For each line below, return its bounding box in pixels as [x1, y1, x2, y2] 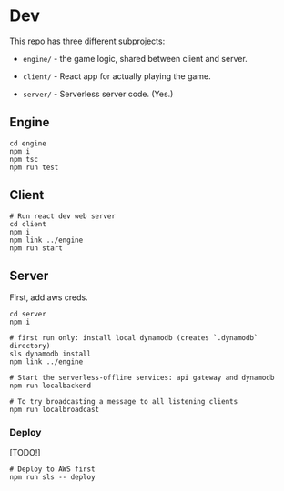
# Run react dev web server [9, 211, 117, 221]
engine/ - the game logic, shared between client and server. [22, 53, 248, 64]
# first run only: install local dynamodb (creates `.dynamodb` [9, 334, 259, 343]
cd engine [9, 138, 47, 148]
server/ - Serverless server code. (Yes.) [22, 88, 174, 99]
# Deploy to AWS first [9, 465, 96, 474]
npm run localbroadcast [9, 406, 100, 415]
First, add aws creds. [9, 292, 88, 303]
